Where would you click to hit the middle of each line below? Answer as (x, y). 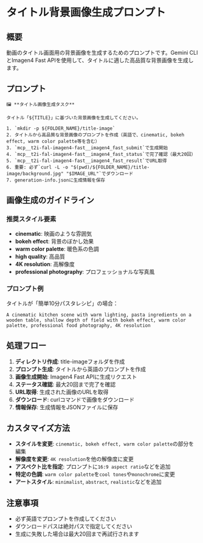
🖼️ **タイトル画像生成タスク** (40, 104)
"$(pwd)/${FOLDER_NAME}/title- (110, 167)
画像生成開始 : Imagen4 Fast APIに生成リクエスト (76, 377)
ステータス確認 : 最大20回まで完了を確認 (65, 384)
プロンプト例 (25, 289)
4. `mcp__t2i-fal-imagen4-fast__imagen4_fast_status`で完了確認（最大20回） (101, 154)
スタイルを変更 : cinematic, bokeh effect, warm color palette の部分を (105, 444)
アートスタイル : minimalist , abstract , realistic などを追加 (88, 482)
